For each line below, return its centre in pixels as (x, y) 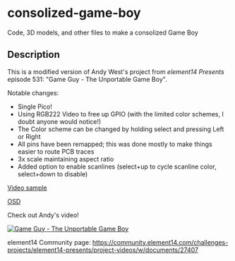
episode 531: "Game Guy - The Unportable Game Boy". (87, 79)
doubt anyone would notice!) (59, 121)
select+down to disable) (53, 174)
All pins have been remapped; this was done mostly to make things (115, 144)
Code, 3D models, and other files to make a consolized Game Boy (103, 32)
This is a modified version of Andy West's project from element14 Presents (116, 71)
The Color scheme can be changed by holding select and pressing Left (121, 129)
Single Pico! (35, 107)
